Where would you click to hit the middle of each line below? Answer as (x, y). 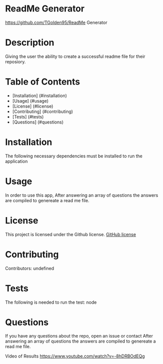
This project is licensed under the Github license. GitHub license (71, 234)
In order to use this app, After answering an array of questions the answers (82, 195)
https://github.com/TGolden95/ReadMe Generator (56, 22)
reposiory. (16, 61)
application (17, 161)
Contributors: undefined (30, 268)
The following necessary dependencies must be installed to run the (74, 156)
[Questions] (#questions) (38, 122)
